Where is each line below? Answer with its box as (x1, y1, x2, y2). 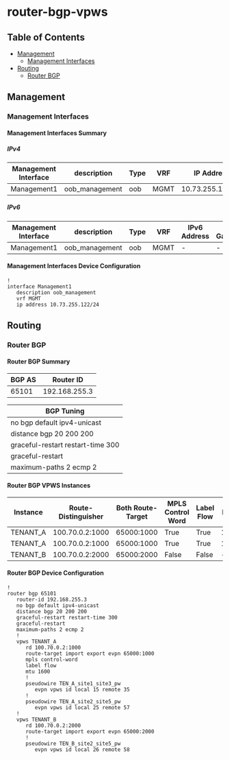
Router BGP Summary (7, 357, 71, 366)
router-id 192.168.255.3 (16, 596, 88, 603)
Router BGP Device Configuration (7, 569, 104, 577)
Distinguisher (58, 512, 104, 521)
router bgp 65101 (7, 590, 57, 597)
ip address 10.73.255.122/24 (16, 301, 99, 309)
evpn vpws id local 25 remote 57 (34, 704, 130, 711)
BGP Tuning (45, 406, 85, 416)
